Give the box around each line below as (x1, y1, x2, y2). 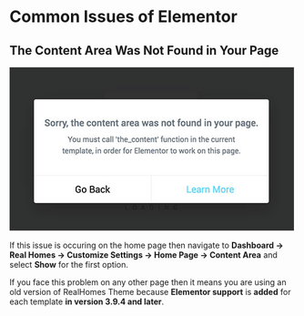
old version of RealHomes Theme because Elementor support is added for (9, 287, 291, 297)
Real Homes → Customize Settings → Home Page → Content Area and (9, 250, 278, 260)
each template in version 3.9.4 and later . (9, 296, 165, 307)
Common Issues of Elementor (9, 6, 238, 27)
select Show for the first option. (9, 260, 129, 270)
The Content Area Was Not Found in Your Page (9, 43, 279, 58)
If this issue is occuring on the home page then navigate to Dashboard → (9, 240, 284, 250)
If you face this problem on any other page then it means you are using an (9, 277, 287, 288)
